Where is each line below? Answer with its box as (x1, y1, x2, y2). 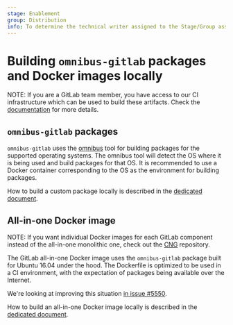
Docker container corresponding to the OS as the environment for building (7, 166, 220, 174)
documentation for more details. (7, 106, 99, 114)
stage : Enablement (7, 10, 60, 17)
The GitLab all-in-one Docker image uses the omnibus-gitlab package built (7, 253, 222, 262)
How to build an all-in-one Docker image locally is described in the (7, 303, 198, 311)
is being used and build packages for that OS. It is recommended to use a (7, 159, 217, 167)
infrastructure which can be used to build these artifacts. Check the (7, 98, 200, 106)
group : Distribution (7, 17, 67, 24)
